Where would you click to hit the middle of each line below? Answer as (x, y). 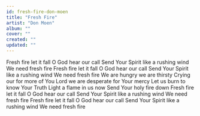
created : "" (21, 39)
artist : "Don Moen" (31, 23)
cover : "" (19, 34)
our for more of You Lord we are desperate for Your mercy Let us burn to (96, 81)
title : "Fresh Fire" (32, 17)
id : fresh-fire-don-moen (37, 12)
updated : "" (21, 45)
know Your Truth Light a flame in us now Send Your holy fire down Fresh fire (100, 87)
